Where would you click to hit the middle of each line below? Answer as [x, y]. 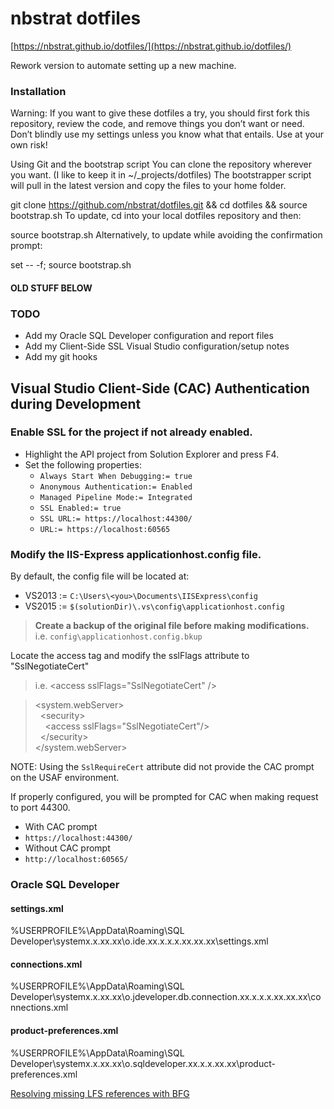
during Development [76, 403]
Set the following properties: [83, 464]
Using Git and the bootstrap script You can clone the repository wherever [161, 164]
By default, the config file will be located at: [100, 576]
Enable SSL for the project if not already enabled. [131, 432]
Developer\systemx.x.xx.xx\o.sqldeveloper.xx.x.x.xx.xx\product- [143, 1063]
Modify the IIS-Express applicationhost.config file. [136, 554]
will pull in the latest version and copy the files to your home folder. [148, 186]
